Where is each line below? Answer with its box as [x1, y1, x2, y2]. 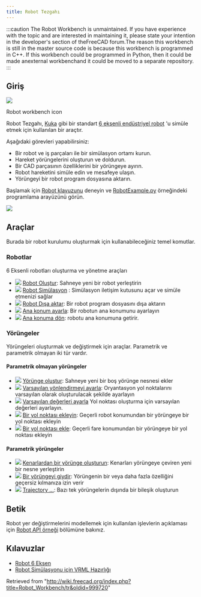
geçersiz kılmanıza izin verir [14, 479, 84, 486]
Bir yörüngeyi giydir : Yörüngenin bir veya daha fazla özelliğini [22, 473, 174, 480]
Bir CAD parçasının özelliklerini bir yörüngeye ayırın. [14, 162, 143, 170]
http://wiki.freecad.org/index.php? [46, 577, 131, 584]
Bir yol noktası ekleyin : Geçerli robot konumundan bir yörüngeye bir [22, 412, 190, 419]
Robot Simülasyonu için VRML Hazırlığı [14, 566, 111, 573]
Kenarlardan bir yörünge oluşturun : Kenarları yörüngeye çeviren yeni [22, 459, 192, 466]
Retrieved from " [6, 577, 47, 584]
